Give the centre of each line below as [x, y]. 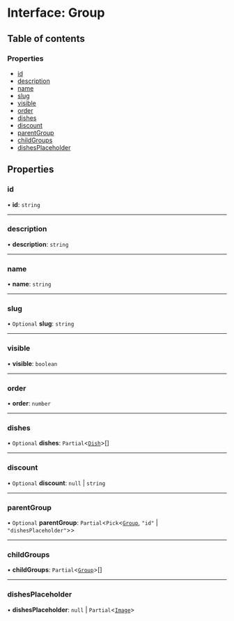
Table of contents [46, 39]
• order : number [29, 404]
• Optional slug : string [41, 324]
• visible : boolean [32, 363]
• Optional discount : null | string [56, 483]
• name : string [29, 284]
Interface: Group [56, 13]
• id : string [24, 204]
